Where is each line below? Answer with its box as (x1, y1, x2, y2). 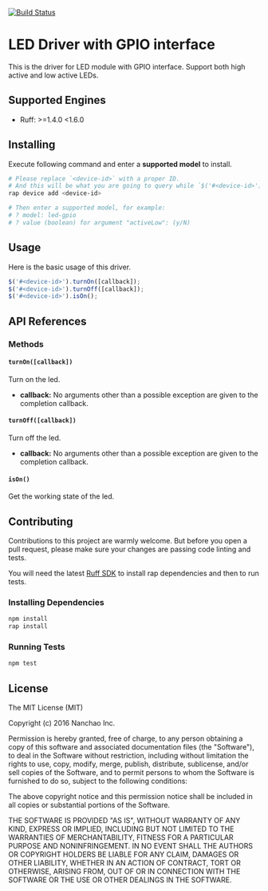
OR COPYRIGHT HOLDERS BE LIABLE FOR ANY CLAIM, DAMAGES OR (8, 849, 239, 859)
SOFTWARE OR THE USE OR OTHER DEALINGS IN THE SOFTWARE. (8, 875, 232, 885)
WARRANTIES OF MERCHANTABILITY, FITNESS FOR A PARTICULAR (8, 833, 234, 842)
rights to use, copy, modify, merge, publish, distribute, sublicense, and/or (8, 759, 249, 769)
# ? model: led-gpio (8, 212, 77, 220)
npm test (8, 659, 37, 667)
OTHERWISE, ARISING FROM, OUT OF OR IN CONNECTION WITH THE (8, 867, 241, 877)
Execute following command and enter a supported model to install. (8, 159, 233, 169)
